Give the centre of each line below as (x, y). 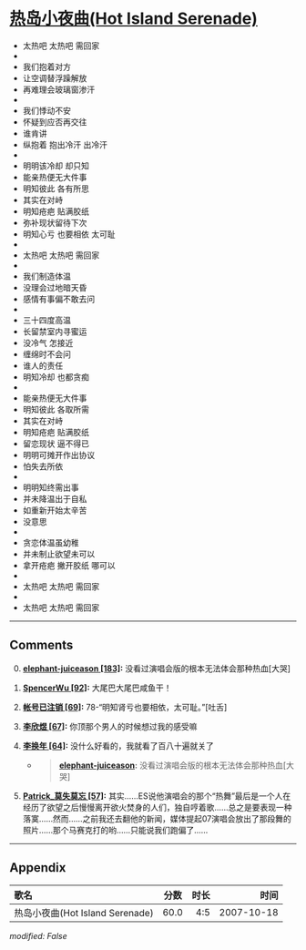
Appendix (38, 868)
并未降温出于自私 (55, 498)
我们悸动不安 (46, 110)
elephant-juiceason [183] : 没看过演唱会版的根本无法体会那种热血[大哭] (157, 668)
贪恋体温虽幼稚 (51, 542)
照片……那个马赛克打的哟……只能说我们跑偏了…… (115, 830)
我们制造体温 (46, 276)
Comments (41, 645)
